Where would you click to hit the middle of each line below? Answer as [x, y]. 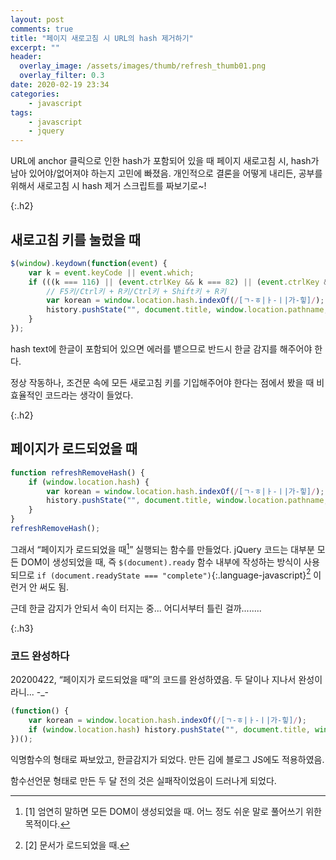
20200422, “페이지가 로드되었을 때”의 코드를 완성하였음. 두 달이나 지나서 [153, 680]
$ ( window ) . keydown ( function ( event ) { [89, 263]
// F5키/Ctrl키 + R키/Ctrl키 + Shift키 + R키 [136, 291]
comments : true [42, 29]
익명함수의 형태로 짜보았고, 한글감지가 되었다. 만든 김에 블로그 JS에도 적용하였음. [167, 759]
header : [26, 57]
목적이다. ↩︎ [47, 823]
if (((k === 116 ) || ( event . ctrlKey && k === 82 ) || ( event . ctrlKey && [180, 282]
